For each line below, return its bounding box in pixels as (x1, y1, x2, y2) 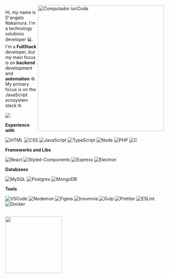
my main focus (5, 54, 36, 60)
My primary (5, 81, 29, 87)
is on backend (5, 60, 35, 65)
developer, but (5, 49, 35, 55)
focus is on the (5, 87, 36, 92)
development (5, 65, 33, 71)
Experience (5, 122, 30, 128)
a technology (5, 25, 33, 31)
